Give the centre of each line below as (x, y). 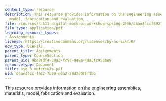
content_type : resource (30, 10)
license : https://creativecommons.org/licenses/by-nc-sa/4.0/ (70, 42)
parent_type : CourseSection (34, 55)
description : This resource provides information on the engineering (78, 14)
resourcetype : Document (30, 65)
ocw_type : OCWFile (24, 46)
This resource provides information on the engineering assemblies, (73, 88)
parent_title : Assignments (33, 51)
